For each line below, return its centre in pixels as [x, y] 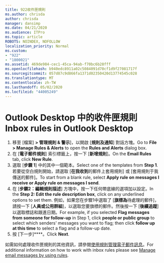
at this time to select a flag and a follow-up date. [62, 228]
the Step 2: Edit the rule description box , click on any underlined [78, 194]
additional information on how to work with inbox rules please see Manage [80, 250]
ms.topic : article [24, 37]
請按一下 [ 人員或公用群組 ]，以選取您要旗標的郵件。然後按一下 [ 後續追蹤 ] [85, 206]
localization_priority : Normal [37, 46]
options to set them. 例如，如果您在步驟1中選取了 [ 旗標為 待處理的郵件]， [85, 200]
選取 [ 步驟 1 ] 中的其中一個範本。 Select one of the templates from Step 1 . [85, 165]
